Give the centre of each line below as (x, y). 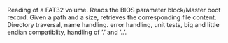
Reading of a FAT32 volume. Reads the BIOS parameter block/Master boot (114, 10)
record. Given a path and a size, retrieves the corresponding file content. (112, 17)
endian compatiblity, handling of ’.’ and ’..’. (67, 32)
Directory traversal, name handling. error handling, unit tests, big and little (113, 25)
